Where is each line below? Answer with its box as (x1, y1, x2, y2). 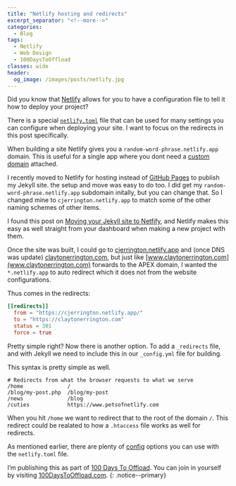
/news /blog (7, 395, 83, 402)
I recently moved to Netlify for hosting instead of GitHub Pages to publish (7, 173, 220, 182)
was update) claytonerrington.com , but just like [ (7, 253, 149, 261)
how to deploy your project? (7, 103, 89, 111)
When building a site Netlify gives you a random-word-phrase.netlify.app (7, 145, 218, 154)
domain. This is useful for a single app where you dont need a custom (7, 152, 210, 161)
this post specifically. (7, 131, 69, 139)
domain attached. (7, 160, 58, 168)
